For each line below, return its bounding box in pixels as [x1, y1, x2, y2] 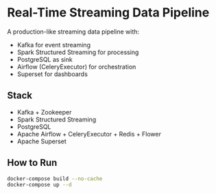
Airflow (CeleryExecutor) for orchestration [16, 62, 136, 71]
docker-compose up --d [7, 182, 72, 189]
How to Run [7, 157, 58, 169]
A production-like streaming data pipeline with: [7, 27, 139, 36]
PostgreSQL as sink [16, 55, 73, 63]
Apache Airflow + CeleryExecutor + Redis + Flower [16, 130, 162, 138]
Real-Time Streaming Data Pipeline [7, 5, 210, 21]
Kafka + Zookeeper [16, 108, 72, 116]
